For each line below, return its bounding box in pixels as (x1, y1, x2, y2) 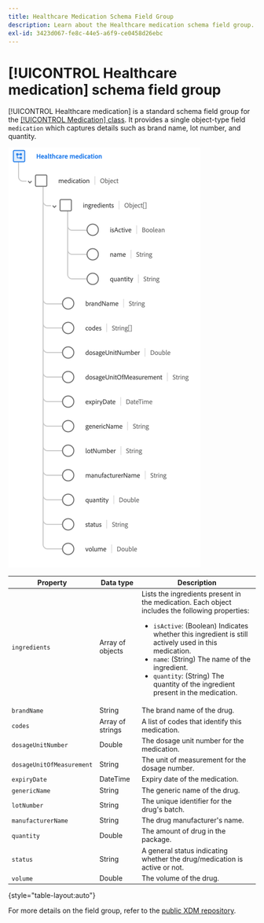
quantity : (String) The (152, 672, 225, 681)
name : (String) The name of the (152, 654, 251, 664)
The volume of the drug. (141, 873, 220, 883)
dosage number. (141, 764, 195, 773)
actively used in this (152, 638, 218, 647)
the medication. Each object (141, 598, 232, 607)
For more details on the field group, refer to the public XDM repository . (8, 906, 236, 915)
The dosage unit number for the (141, 735, 244, 745)
